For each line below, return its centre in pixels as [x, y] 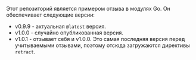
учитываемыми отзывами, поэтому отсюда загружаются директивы [102, 45]
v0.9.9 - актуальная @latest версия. [60, 26]
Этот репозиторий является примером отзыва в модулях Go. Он [88, 9]
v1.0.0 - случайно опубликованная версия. [69, 33]
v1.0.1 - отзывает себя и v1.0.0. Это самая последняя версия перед [100, 39]
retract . [25, 52]
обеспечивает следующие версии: [51, 15]
